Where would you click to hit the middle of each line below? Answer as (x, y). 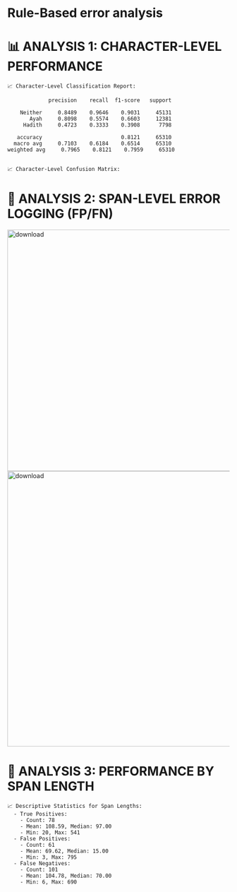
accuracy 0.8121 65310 (94, 138)
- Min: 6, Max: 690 (49, 882)
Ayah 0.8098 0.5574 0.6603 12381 (101, 119)
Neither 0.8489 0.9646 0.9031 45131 (96, 113)
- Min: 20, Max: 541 (50, 833)
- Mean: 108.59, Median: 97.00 (66, 826)
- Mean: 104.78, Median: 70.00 (66, 876)
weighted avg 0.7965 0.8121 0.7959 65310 (91, 150)
